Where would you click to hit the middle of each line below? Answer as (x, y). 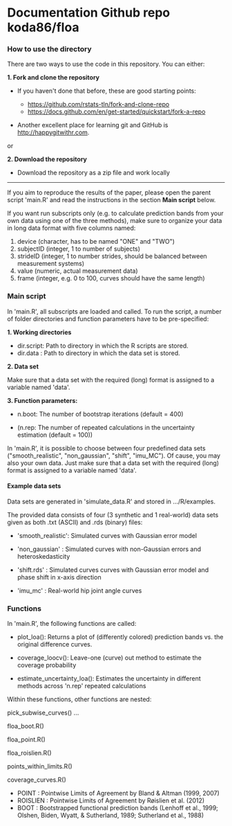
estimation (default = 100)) (55, 435)
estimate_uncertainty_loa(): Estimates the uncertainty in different (109, 679)
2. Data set (23, 366)
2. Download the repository (47, 159)
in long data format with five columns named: (71, 228)
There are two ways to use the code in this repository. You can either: (106, 64)
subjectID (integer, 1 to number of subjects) (78, 249)
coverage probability (47, 665)
